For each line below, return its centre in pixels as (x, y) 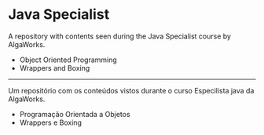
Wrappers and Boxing (55, 67)
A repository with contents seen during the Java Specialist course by (120, 36)
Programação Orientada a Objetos (75, 114)
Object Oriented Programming (68, 60)
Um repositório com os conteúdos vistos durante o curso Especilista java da (131, 90)
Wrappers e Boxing (51, 122)
